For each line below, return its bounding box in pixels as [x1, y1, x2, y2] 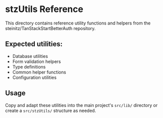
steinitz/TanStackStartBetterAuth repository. [5, 25, 96, 31]
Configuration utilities [12, 74, 57, 80]
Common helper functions [12, 69, 66, 75]
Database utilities [12, 53, 48, 59]
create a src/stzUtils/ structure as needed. [5, 107, 96, 113]
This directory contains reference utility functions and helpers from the [5, 20, 151, 26]
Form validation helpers [12, 58, 61, 64]
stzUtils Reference [5, 3, 84, 15]
